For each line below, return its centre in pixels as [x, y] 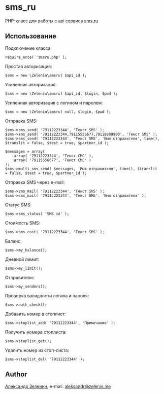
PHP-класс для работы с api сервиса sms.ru [52, 21]
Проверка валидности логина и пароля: [47, 295]
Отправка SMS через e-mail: [35, 182]
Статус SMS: [18, 205]
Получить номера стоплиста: [36, 332]
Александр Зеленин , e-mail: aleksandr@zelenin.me [58, 386]
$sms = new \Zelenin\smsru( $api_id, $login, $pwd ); [62, 93]
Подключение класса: [29, 48]
